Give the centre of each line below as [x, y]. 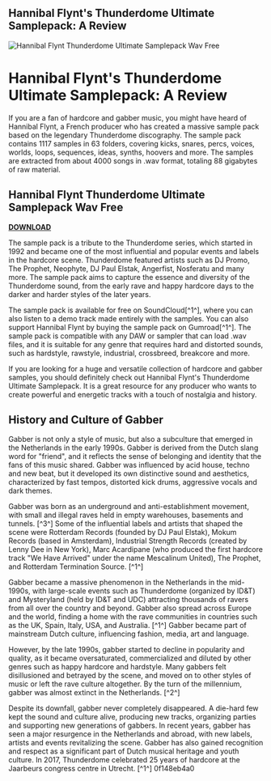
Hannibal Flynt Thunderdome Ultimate [107, 195]
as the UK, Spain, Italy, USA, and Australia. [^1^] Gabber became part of [127, 626]
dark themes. [30, 491]
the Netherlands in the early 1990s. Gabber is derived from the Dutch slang [133, 448]
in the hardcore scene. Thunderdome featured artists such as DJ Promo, [129, 260]
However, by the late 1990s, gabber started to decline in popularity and [127, 650]
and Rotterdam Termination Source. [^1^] [76, 567]
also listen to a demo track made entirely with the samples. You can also [129, 318]
